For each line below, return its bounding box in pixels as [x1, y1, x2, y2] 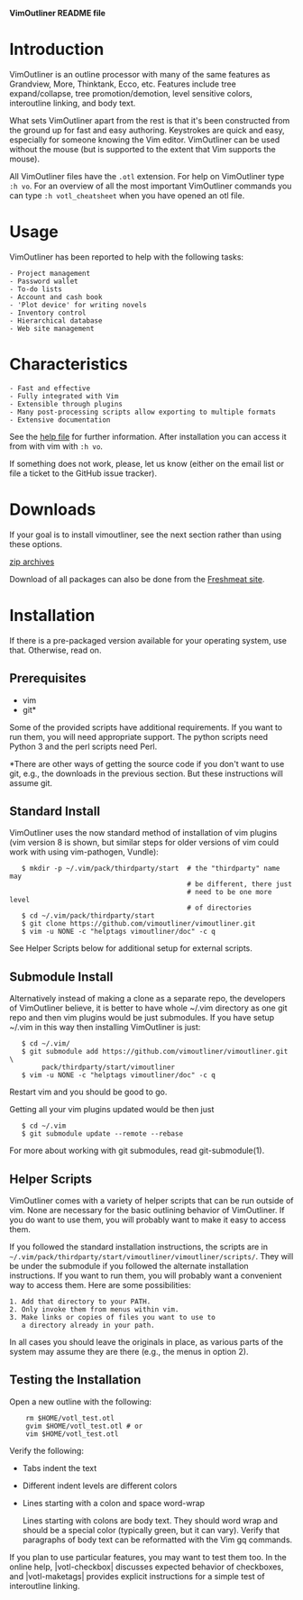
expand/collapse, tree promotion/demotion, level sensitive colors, [9, 87, 252, 98]
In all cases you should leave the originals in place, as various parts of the [9, 1336, 284, 1347]
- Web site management [9, 324, 95, 333]
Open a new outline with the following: [9, 1396, 151, 1407]
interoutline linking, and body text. [9, 97, 136, 108]
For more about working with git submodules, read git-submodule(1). [9, 1145, 265, 1157]
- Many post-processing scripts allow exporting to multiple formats [9, 407, 277, 416]
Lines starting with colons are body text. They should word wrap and [22, 1514, 278, 1526]
